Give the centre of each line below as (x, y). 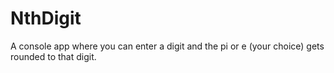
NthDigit (46, 18)
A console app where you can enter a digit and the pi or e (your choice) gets (167, 46)
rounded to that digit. (53, 56)
